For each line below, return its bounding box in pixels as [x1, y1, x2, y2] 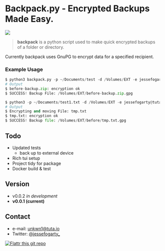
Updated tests [12, 145, 41, 151]
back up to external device [19, 150, 74, 156]
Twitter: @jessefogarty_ [12, 231, 60, 237]
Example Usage [5, 66, 43, 73]
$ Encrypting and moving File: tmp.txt [5, 109, 87, 114]
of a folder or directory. [17, 44, 64, 50]
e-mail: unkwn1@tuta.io [12, 225, 60, 231]
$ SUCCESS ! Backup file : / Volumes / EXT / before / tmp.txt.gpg [5, 118, 126, 123]
